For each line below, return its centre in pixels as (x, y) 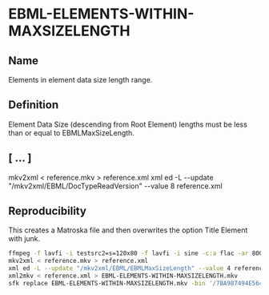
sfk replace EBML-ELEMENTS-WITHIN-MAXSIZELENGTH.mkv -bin (107, 283)
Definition (33, 105)
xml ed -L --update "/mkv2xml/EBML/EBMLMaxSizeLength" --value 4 (119, 269)
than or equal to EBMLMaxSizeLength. (71, 132)
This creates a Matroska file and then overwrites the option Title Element (128, 230)
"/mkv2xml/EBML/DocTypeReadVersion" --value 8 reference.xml (115, 186)
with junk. (24, 239)
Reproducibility (47, 211)
